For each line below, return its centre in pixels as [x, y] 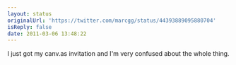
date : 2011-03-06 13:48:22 [47, 34]
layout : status [30, 14]
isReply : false [30, 27]
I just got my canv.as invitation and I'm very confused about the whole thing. [118, 54]
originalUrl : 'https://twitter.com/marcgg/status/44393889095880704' [112, 20]
